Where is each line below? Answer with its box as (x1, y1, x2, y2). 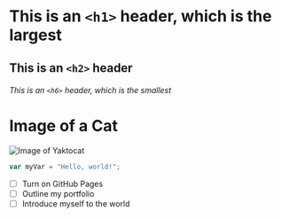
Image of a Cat (9, 116, 118, 136)
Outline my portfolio (21, 189, 95, 199)
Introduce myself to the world (21, 199, 130, 209)
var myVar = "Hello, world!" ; (9, 162, 121, 172)
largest (9, 25, 62, 45)
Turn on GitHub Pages (21, 178, 104, 189)
